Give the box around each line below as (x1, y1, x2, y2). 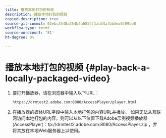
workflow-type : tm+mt (5, 26, 50, 31)
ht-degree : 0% (5, 35, 35, 40)
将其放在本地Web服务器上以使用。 (12, 127, 83, 134)
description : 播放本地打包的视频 (5, 12, 68, 17)
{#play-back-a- (85, 62, 150, 73)
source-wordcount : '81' (5, 30, 55, 35)
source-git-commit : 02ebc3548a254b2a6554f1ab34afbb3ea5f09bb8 (5, 21, 136, 26)
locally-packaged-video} (5, 73, 111, 84)
